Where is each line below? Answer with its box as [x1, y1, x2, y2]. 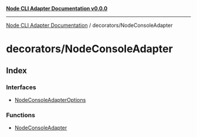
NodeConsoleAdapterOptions [14, 96, 86, 103]
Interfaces [6, 83, 36, 91]
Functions [6, 111, 35, 119]
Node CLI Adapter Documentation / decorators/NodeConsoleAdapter [6, 22, 173, 29]
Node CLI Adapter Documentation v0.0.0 [6, 5, 108, 12]
